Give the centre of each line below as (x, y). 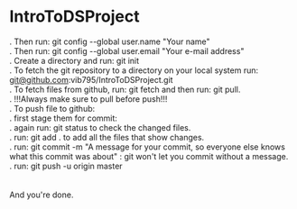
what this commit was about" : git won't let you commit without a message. (149, 156)
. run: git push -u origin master (66, 166)
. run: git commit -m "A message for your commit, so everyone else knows (148, 147)
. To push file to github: (52, 108)
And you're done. (42, 195)
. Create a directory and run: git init (74, 60)
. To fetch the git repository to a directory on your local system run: (134, 70)
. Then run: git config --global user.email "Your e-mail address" (127, 50)
